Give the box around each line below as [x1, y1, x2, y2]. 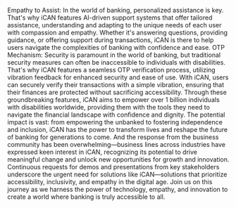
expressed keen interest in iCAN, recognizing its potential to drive [7, 148, 197, 156]
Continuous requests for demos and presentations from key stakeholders [7, 163, 220, 171]
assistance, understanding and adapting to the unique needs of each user [7, 21, 222, 29]
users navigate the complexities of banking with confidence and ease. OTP [7, 44, 225, 51]
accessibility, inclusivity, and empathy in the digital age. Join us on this [7, 178, 213, 186]
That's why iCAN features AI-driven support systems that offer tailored [7, 13, 213, 22]
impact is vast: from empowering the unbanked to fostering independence [7, 118, 223, 126]
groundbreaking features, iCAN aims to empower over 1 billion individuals [7, 96, 220, 104]
